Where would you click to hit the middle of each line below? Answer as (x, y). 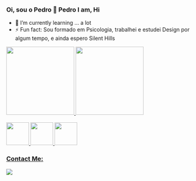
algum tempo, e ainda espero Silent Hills (65, 38)
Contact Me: (25, 159)
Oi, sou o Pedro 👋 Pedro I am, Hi (53, 10)
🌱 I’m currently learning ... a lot (53, 23)
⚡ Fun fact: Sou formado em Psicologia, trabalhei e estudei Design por (102, 30)
